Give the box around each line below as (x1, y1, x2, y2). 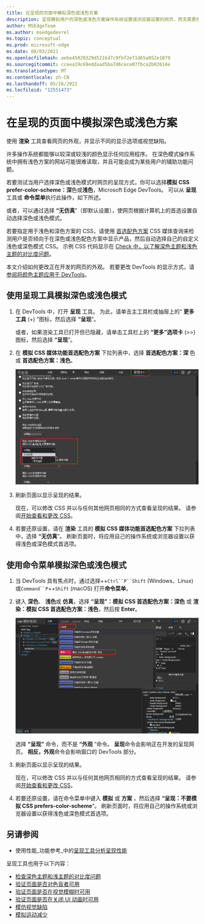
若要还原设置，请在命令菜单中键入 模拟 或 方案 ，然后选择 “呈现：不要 (15, 795, 192, 802)
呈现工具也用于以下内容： (6, 859, 71, 867)
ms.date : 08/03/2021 (6, 49, 59, 55)
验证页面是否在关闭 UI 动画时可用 (15, 895, 99, 903)
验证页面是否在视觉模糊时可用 (15, 888, 90, 895)
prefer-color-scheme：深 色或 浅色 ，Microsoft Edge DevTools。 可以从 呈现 (6, 186, 196, 193)
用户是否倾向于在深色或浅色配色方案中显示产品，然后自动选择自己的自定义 (11, 235, 199, 242)
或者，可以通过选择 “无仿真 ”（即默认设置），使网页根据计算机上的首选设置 (6, 207, 192, 214)
